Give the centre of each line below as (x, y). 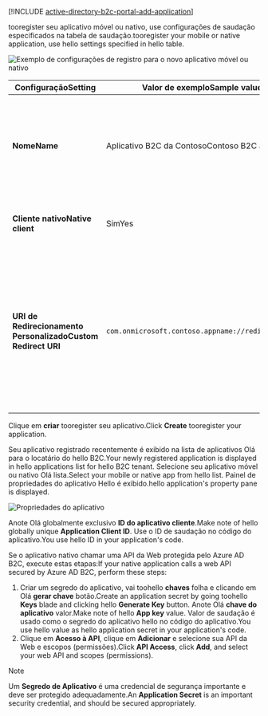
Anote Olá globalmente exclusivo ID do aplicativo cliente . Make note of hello (133, 523)
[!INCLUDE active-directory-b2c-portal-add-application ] (101, 12)
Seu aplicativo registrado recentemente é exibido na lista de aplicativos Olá (132, 449)
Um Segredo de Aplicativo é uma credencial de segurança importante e (127, 686)
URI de (25, 316)
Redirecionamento (48, 326)
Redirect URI (37, 346)
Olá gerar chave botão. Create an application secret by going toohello (134, 596)
